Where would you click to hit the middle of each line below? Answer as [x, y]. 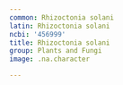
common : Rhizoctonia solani [62, 17]
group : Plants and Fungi [56, 51]
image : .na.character [50, 59]
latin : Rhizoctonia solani [60, 26]
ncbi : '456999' [38, 34]
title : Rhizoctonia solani [60, 42]
